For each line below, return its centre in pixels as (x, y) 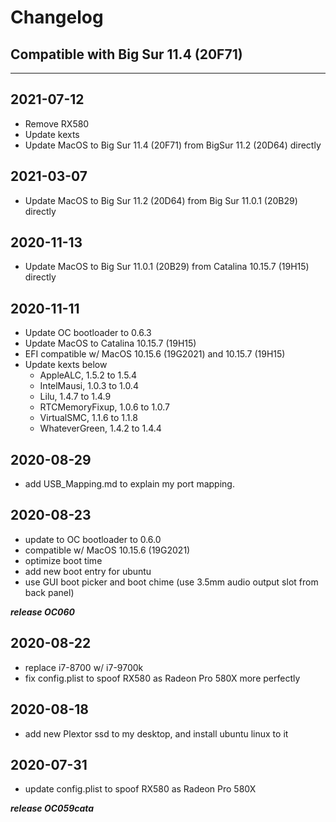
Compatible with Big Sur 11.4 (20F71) (126, 54)
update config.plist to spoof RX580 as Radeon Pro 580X (140, 789)
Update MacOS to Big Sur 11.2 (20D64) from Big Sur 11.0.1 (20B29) (161, 200)
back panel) (49, 592)
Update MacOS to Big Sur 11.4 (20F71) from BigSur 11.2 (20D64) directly (173, 145)
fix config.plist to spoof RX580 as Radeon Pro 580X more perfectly (162, 678)
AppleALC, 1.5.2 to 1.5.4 (88, 375)
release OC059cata (52, 808)
